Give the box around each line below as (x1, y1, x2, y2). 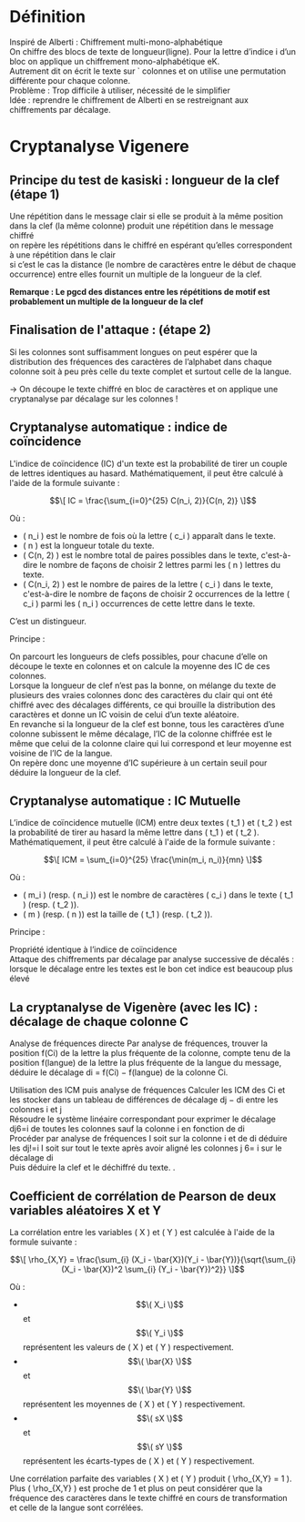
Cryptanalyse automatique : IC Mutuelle (9, 793, 241, 808)
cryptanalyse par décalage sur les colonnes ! (9, 393, 178, 404)
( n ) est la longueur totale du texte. (22, 540, 155, 551)
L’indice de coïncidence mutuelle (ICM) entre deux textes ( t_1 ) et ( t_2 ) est (9, 817, 293, 828)
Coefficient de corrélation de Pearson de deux (9, 1188, 277, 1203)
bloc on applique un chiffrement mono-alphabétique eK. (9, 56, 220, 66)
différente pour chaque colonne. (9, 75, 131, 86)
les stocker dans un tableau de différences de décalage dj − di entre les (9, 1094, 279, 1105)
